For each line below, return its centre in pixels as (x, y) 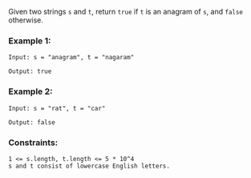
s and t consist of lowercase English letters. (89, 166)
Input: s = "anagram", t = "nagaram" (71, 58)
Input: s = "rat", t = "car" (57, 108)
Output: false (32, 122)
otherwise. (26, 20)
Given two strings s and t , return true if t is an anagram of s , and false (125, 12)
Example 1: (30, 41)
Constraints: (33, 142)
